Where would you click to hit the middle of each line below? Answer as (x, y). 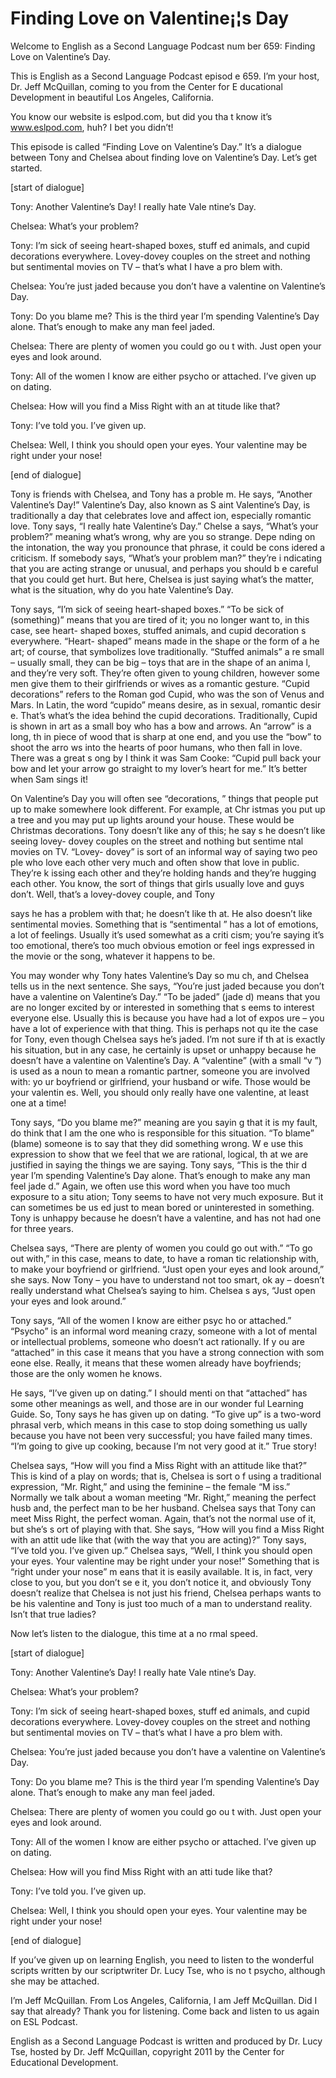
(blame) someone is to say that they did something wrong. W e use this (157, 1143)
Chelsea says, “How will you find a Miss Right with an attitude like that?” (158, 1465)
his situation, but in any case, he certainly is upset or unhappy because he (163, 1049)
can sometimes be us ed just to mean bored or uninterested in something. (162, 1207)
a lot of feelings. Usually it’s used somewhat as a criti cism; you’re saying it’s (167, 934)
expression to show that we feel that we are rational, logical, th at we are (159, 1154)
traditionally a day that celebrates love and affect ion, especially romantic (161, 515)
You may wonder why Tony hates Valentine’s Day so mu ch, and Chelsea (160, 975)
